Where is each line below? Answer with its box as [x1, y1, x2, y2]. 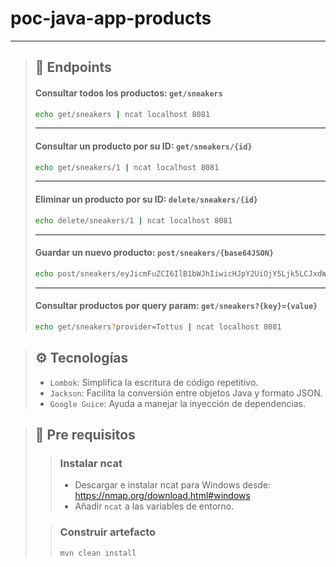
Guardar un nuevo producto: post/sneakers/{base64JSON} [34, 247, 275, 259]
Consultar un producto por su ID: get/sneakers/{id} [34, 140, 253, 152]
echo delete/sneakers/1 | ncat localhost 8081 [34, 215, 233, 226]
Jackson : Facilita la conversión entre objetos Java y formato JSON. [49, 387, 323, 399]
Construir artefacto [59, 525, 157, 539]
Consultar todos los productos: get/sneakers [34, 87, 223, 99]
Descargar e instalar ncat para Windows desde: [74, 479, 272, 491]
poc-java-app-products [10, 7, 212, 30]
